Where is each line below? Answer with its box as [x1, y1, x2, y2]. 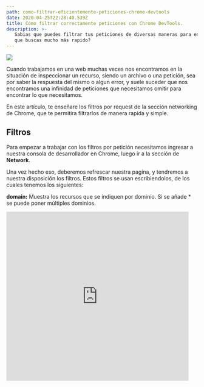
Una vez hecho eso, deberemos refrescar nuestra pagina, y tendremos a [6, 168, 188, 176]
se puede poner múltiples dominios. [6, 199, 96, 207]
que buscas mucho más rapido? [14, 37, 91, 43]
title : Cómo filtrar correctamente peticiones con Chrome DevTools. [6, 20, 183, 26]
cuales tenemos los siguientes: [6, 181, 84, 188]
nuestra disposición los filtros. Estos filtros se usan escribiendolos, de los [6, 174, 190, 182]
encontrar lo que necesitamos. [6, 91, 83, 98]
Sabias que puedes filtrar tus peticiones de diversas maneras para [14, 32, 191, 38]
